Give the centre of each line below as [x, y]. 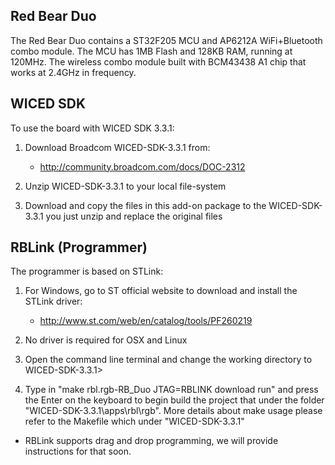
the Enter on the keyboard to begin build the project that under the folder [174, 400]
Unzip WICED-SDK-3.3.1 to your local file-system [125, 186]
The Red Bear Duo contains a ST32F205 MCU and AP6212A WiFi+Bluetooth [166, 40]
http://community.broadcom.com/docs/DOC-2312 [142, 166]
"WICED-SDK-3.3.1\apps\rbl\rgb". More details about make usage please [173, 411]
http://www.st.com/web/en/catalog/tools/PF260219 [146, 321]
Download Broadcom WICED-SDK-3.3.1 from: [117, 147]
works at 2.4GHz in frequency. [73, 72]
